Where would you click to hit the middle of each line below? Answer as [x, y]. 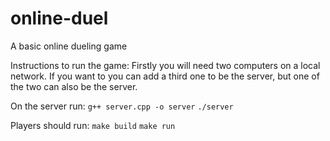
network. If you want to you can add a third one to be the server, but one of [165, 76]
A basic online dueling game [69, 46]
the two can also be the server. [74, 86]
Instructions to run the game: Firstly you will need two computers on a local [165, 65]
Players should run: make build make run [93, 125]
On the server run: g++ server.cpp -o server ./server [122, 106]
